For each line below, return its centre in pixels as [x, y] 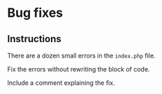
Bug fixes [35, 13]
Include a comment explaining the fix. [61, 83]
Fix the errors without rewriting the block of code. [79, 69]
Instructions [34, 39]
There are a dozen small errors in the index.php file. [81, 55]
